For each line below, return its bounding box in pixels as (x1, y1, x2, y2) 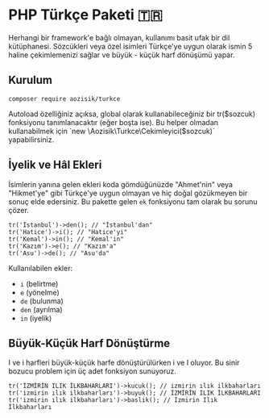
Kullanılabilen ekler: (8, 263, 73, 273)
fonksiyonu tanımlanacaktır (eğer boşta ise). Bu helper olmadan (8, 117, 219, 127)
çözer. (8, 205, 30, 215)
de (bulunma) (19, 296, 64, 306)
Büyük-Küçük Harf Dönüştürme (8, 336, 171, 350)
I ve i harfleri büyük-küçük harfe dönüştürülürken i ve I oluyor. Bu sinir (8, 357, 240, 368)
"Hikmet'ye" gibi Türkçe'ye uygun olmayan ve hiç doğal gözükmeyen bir (8, 188, 248, 198)
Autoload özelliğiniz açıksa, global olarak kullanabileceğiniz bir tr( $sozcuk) (8, 109, 256, 119)
